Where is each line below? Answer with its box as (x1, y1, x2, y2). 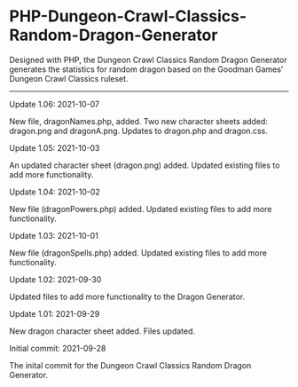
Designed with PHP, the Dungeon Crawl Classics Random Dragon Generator (9, 54, 287, 65)
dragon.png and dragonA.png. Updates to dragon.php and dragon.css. (9, 125, 268, 136)
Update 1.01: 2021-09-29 (9, 308, 100, 319)
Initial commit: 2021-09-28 (9, 343, 106, 353)
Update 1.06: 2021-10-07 (9, 99, 100, 109)
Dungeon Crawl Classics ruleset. (9, 73, 129, 83)
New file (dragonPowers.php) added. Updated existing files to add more (9, 203, 272, 214)
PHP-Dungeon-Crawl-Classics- (9, 6, 247, 27)
